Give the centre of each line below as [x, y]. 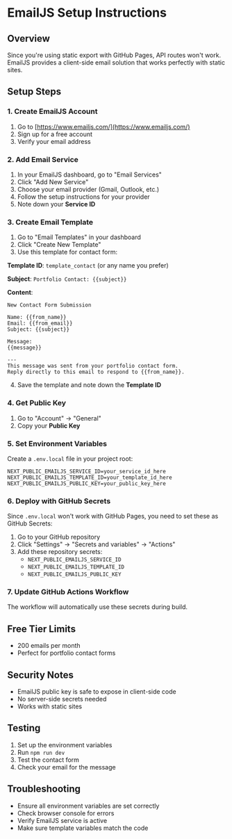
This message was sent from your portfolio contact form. [93, 366]
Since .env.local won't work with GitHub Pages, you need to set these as [113, 516]
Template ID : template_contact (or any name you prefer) [88, 266]
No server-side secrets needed [62, 699]
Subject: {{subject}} [39, 329]
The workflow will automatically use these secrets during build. [98, 607]
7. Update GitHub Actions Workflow [68, 592]
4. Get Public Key [37, 403]
